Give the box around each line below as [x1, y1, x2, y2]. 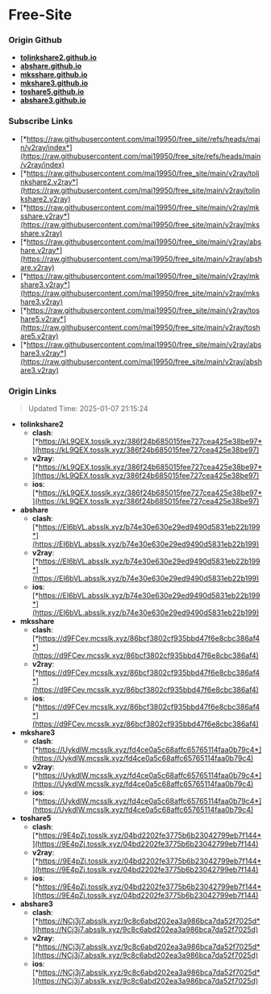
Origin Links [8, 385, 57, 397]
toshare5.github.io [19, 87, 85, 97]
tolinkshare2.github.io [19, 52, 97, 62]
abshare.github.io [19, 61, 82, 71]
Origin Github [8, 35, 63, 46]
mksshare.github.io [19, 70, 88, 80]
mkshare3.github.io [19, 78, 89, 88]
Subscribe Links [8, 115, 73, 127]
